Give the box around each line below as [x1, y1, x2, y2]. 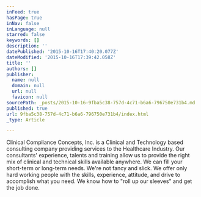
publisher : [6, 71, 34, 77]
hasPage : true [6, 15, 43, 21]
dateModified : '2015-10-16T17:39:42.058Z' [6, 54, 116, 60]
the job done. [6, 184, 40, 192]
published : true [6, 105, 48, 112]
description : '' [6, 43, 48, 49]
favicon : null [12, 94, 48, 100]
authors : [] [6, 65, 37, 72]
